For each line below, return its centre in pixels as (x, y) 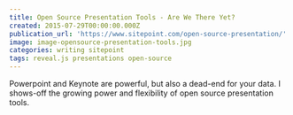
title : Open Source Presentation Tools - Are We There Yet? (123, 17)
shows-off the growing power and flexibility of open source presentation (142, 93)
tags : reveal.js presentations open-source (91, 58)
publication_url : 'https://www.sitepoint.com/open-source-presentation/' (148, 34)
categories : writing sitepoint (67, 50)
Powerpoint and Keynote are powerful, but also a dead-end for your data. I (145, 84)
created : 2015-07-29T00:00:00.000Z (75, 26)
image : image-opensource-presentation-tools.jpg (100, 42)
